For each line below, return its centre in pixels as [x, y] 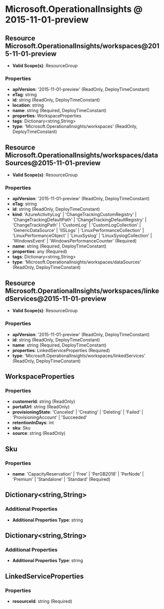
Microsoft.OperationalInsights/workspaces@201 [82, 46]
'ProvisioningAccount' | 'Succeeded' [50, 417]
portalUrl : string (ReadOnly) [41, 407]
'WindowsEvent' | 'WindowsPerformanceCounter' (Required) [75, 241]
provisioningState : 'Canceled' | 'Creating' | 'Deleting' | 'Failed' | [78, 412]
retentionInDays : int [33, 423]
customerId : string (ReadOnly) [44, 401]
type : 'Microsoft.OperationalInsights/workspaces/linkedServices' [79, 356]
